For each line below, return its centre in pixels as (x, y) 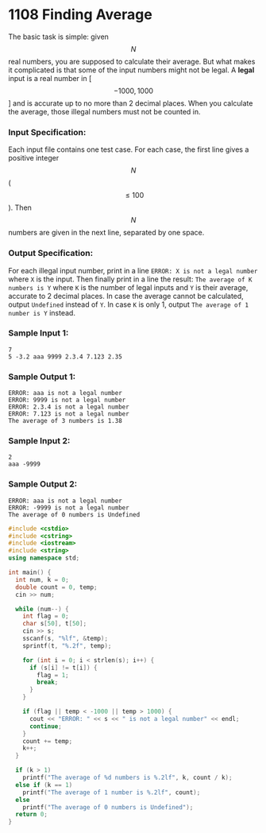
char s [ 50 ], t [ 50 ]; (55, 624)
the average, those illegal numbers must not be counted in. (104, 111)
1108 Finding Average (80, 15)
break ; (48, 682)
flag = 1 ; (53, 675)
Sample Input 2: (39, 441)
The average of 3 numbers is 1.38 (66, 421)
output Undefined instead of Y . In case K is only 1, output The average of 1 (128, 304)
